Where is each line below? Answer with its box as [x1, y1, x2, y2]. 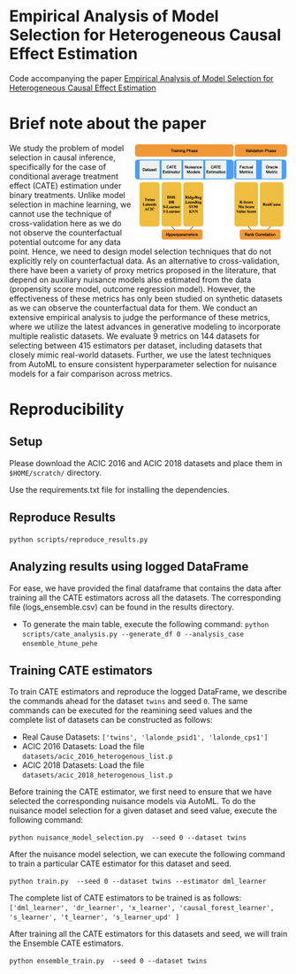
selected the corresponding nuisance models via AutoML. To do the [9, 796, 256, 807]
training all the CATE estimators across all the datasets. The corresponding [9, 592, 281, 602]
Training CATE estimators [9, 663, 153, 678]
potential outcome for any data [9, 236, 121, 247]
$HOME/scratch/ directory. [9, 467, 102, 478]
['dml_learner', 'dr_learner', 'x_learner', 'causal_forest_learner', [9, 904, 275, 913]
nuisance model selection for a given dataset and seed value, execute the [9, 805, 277, 816]
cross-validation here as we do [9, 218, 122, 228]
